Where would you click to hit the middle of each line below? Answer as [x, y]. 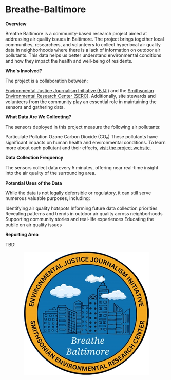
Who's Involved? [24, 71]
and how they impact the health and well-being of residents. [69, 61]
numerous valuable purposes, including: [48, 198]
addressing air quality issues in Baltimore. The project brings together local [85, 39]
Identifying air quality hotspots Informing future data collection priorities [81, 208]
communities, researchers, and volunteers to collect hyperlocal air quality [83, 44]
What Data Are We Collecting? [39, 117]
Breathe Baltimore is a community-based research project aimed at [76, 33]
